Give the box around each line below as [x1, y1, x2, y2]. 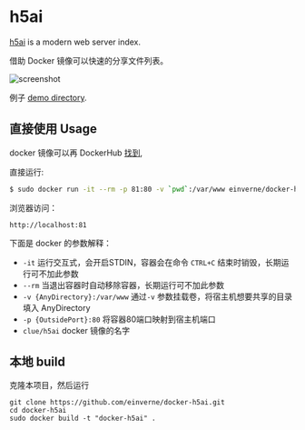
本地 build [9, 355, 65, 370]
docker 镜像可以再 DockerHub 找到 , [9, 147, 143, 158]
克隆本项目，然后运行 [9, 380, 89, 391]
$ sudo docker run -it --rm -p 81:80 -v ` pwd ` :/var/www [9, 185, 225, 194]
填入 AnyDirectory [22, 302, 91, 313]
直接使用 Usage [9, 121, 98, 137]
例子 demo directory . [9, 92, 88, 103]
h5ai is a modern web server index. [9, 36, 142, 47]
